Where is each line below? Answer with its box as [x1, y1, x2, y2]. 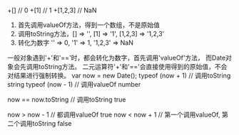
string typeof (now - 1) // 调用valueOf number [7, 80, 141, 88]
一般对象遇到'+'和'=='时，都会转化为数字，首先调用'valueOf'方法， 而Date [7, 53, 226, 62]
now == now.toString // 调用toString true [7, 95, 126, 104]
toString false [31, 119, 72, 127]
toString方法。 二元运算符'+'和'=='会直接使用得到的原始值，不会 [38, 63, 228, 70]
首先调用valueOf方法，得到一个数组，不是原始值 [17, 21, 161, 29]
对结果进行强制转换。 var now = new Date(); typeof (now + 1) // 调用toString [7, 71, 231, 80]
